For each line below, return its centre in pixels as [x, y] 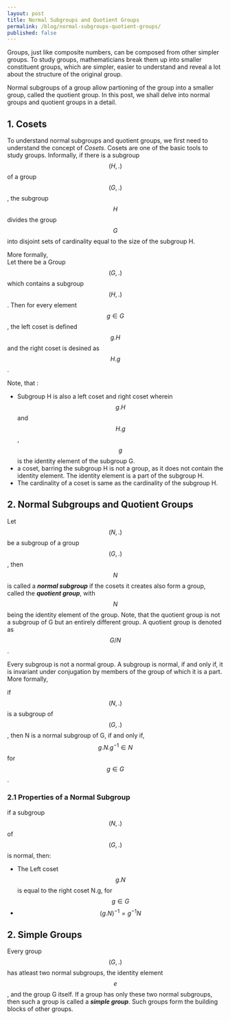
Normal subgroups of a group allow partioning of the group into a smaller [111, 88]
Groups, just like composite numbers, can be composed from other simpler [113, 52]
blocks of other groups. [40, 1009]
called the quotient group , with [51, 593]
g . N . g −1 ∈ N [115, 746]
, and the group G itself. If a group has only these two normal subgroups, [110, 994]
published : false [32, 33]
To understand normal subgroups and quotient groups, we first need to [107, 141]
